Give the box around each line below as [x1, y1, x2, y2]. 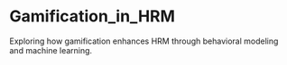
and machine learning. [9, 45, 93, 55]
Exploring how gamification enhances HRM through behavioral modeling [9, 36, 279, 46]
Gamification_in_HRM [9, 6, 176, 27]
